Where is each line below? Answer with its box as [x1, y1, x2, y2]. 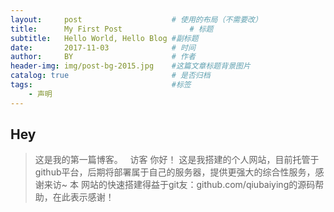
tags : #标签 [10, 80, 192, 90]
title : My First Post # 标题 [10, 24, 214, 34]
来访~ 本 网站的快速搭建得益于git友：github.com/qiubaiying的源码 [43, 179, 316, 191]
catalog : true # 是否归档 [10, 71, 211, 81]
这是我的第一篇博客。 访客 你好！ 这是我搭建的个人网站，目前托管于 [34, 154, 320, 166]
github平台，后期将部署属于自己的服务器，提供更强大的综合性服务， [34, 166, 316, 178]
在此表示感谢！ [52, 191, 115, 203]
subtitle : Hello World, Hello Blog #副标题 [10, 33, 199, 43]
